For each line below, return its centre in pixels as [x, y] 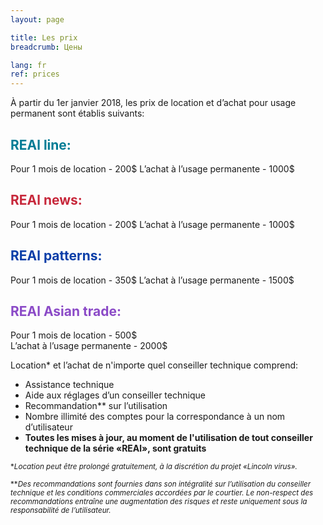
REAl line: [41, 144]
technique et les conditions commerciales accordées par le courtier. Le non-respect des [162, 493]
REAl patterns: [56, 256]
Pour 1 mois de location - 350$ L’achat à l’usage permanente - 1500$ [152, 280]
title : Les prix [44, 37]
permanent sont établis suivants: [77, 113]
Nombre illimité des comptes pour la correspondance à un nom [155, 417]
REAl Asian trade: [66, 311]
